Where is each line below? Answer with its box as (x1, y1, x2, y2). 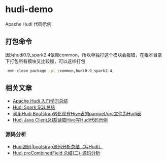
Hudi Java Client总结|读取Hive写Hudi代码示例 (12, 117, 108, 123)
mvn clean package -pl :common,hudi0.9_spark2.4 (7, 68, 113, 73)
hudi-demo (5, 4, 53, 15)
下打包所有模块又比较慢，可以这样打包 (5, 58, 85, 64)
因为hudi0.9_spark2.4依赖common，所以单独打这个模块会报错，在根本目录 (5, 52, 162, 58)
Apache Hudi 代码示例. (5, 21, 53, 27)
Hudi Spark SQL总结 (12, 104, 55, 110)
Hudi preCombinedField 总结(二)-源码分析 (12, 150, 101, 156)
